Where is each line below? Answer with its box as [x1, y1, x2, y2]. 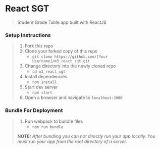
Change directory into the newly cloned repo [24, 63, 116, 69]
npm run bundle [32, 124, 63, 129]
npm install [32, 80, 57, 85]
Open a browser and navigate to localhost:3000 [24, 95, 123, 100]
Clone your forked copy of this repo [24, 48, 98, 54]
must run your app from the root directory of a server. [17, 138, 127, 144]
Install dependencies [24, 74, 67, 80]
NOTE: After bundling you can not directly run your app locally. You [17, 133, 156, 139]
